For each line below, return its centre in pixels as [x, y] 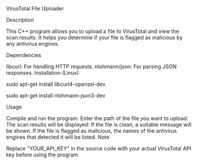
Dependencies [24, 55]
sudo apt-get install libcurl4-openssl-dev [56, 84]
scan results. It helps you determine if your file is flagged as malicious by [94, 37]
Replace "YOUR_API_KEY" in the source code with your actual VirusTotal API [99, 148]
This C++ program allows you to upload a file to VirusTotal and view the [93, 31]
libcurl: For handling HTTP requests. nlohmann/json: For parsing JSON [91, 66]
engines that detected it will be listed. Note [58, 137]
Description [20, 20]
